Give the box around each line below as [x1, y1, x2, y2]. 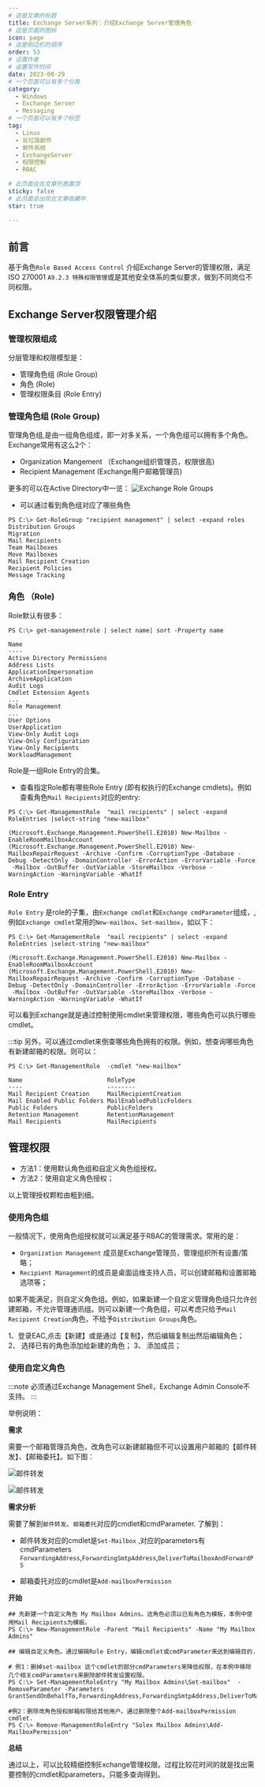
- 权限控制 [15, 159, 47, 167]
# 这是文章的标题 [8, 11, 57, 20]
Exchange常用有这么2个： [8, 440, 93, 450]
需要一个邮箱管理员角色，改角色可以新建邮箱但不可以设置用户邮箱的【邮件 [8, 1442, 250, 1451]
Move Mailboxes [8, 550, 58, 559]
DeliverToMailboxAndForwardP [157, 1555, 254, 1563]
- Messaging [15, 107, 55, 115]
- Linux [15, 129, 41, 137]
